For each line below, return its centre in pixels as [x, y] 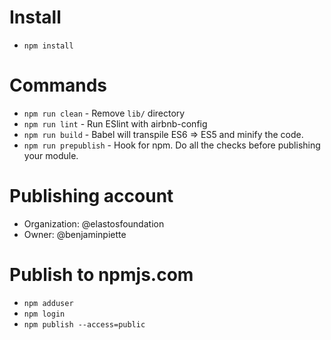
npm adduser [48, 303]
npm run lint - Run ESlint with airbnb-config [115, 123]
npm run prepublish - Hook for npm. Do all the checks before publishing [172, 145]
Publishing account [91, 196]
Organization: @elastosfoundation [94, 223]
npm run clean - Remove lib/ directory [104, 113]
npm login [44, 314]
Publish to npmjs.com [101, 275]
